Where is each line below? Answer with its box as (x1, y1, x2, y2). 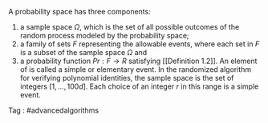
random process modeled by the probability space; (19, 31, 190, 40)
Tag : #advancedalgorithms (8, 105, 99, 115)
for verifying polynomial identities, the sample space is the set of (19, 73, 234, 82)
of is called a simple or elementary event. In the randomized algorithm (19, 65, 251, 74)
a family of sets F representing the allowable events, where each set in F (19, 39, 260, 49)
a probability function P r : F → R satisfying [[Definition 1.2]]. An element (19, 56, 258, 65)
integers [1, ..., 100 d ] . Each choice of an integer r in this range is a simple (19, 81, 259, 91)
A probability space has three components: (8, 7, 151, 16)
